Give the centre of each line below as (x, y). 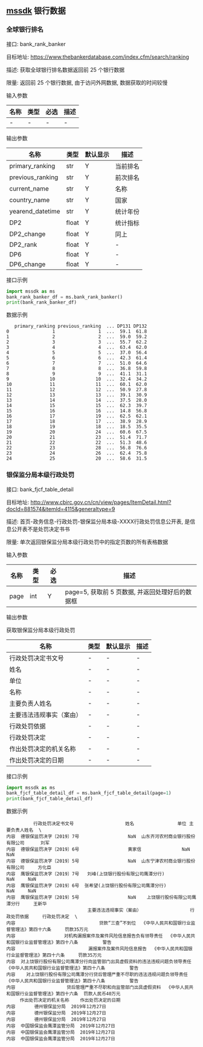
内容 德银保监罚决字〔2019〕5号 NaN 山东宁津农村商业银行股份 (101, 861)
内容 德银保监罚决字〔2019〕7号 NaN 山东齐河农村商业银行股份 (101, 837)
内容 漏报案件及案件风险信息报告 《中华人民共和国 (97, 949)
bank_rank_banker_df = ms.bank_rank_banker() (64, 297)
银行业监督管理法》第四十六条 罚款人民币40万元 (68, 994)
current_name (29, 188)
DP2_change (27, 233)
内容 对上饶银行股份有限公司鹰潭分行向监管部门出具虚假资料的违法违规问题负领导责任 (99, 962)
